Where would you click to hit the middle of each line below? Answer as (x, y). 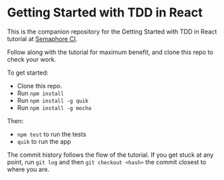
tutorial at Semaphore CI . (42, 38)
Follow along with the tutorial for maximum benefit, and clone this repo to (110, 52)
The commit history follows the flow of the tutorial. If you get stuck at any (110, 155)
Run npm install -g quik (53, 100)
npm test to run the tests (52, 134)
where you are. (28, 169)
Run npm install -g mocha (54, 107)
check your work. (32, 59)
